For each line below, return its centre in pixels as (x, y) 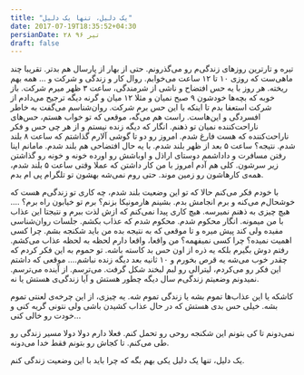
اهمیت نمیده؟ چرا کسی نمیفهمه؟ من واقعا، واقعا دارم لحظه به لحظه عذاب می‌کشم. (152, 240)
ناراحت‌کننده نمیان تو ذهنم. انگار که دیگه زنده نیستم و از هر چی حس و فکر (134, 127)
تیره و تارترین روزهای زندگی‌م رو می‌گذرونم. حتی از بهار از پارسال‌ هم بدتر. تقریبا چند (152, 69)
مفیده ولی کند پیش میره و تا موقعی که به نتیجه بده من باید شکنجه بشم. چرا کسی (147, 231)
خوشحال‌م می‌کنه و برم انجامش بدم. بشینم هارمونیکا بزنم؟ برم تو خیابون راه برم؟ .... (153, 202)
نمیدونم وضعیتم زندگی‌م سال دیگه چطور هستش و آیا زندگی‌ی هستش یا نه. (135, 279)
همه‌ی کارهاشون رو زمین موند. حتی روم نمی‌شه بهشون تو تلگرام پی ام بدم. (137, 175)
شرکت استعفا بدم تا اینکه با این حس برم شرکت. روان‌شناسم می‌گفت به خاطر (141, 107)
